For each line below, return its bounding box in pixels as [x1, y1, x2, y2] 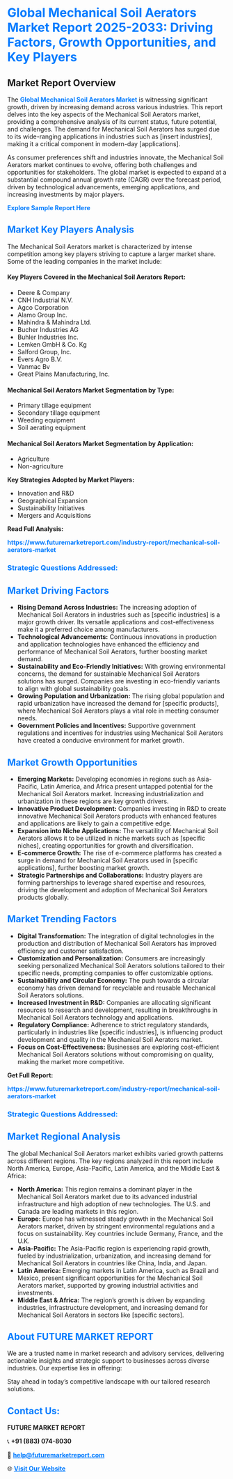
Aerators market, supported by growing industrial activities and [17, 1281, 198, 1289]
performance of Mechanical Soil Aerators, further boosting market [17, 647, 207, 656]
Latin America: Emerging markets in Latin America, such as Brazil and [17, 1266, 219, 1274]
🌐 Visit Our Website [7, 1464, 66, 1473]
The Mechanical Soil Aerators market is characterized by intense [7, 242, 193, 251]
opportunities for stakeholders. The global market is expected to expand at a [7, 168, 227, 176]
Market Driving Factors [7, 585, 109, 596]
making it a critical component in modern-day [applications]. [7, 140, 181, 148]
